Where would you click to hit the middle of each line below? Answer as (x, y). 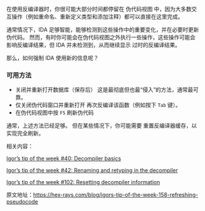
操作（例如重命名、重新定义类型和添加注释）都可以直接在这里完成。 (97, 17)
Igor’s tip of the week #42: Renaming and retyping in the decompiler (92, 171)
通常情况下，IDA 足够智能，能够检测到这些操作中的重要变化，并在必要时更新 (102, 30)
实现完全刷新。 (25, 133)
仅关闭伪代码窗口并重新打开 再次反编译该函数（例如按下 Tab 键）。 (98, 105)
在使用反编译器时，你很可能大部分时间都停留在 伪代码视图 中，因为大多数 (99, 9)
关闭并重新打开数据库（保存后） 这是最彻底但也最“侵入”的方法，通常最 (104, 90)
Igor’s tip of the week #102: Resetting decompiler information (83, 182)
